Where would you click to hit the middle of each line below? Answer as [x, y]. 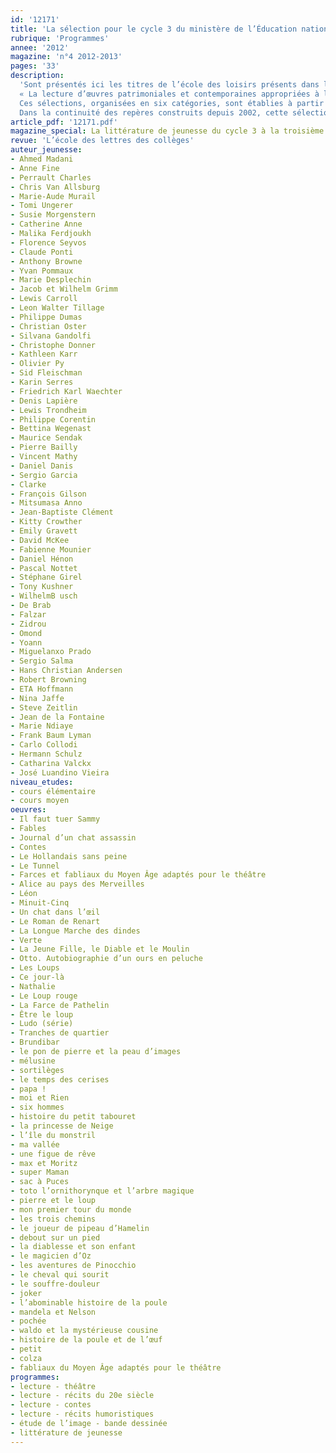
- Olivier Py [37, 364]
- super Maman [40, 1172]
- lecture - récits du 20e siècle [82, 1396]
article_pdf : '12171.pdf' [64, 122]
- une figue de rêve [53, 1154]
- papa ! [28, 1089]
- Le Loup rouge [44, 996]
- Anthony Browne [46, 261]
